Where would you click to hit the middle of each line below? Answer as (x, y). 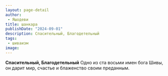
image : (12, 48)
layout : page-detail (27, 10)
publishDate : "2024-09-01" (34, 29)
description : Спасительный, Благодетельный (52, 34)
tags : (11, 39)
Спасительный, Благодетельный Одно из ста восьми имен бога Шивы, (84, 62)
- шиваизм (18, 43)
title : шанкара (22, 24)
